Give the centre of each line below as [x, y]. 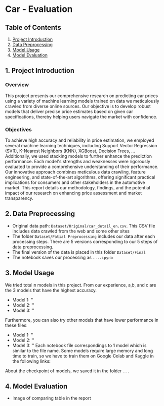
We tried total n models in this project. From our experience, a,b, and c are [81, 285]
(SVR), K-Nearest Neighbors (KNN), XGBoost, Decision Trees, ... [70, 151]
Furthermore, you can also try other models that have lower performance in [82, 320]
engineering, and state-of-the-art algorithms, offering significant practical [80, 177]
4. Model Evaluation [36, 386]
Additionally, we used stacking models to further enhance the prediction [79, 156]
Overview [17, 85]
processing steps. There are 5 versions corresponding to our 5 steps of [85, 241]
